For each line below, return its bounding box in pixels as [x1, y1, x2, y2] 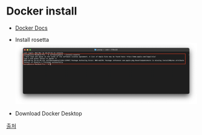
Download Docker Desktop [15, 110, 83, 117]
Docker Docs [15, 24, 48, 31]
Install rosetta [15, 36, 50, 43]
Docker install [6, 4, 77, 18]
